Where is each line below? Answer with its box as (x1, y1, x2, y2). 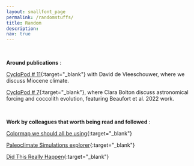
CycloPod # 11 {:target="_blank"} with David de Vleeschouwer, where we (6, 71, 185, 78)
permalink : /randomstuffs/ (6, 14, 74, 20)
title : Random (6, 20, 42, 26)
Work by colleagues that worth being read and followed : (6, 118, 151, 126)
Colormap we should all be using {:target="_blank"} (6, 130, 133, 137)
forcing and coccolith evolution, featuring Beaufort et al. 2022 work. (6, 95, 174, 102)
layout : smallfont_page (6, 8, 66, 15)
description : (6, 25, 39, 32)
